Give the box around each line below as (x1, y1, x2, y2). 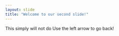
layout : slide (5, 7, 35, 12)
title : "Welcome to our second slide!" (5, 12, 89, 17)
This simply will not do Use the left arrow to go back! (5, 25, 114, 31)
